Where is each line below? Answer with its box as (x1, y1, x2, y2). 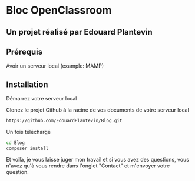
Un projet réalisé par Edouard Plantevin (6, 27, 153, 37)
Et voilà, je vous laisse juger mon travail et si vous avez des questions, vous (6, 156, 190, 163)
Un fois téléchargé (6, 129, 51, 136)
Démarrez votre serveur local (6, 95, 77, 102)
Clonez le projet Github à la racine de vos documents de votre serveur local (6, 106, 190, 113)
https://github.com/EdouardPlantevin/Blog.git (6, 118, 123, 124)
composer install (6, 145, 49, 151)
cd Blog (6, 140, 25, 146)
